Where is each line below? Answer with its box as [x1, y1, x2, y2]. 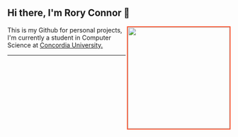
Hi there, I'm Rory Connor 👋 [7, 7, 130, 19]
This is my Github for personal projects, [7, 25, 123, 34]
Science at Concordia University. [7, 40, 103, 49]
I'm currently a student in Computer [7, 33, 112, 42]
